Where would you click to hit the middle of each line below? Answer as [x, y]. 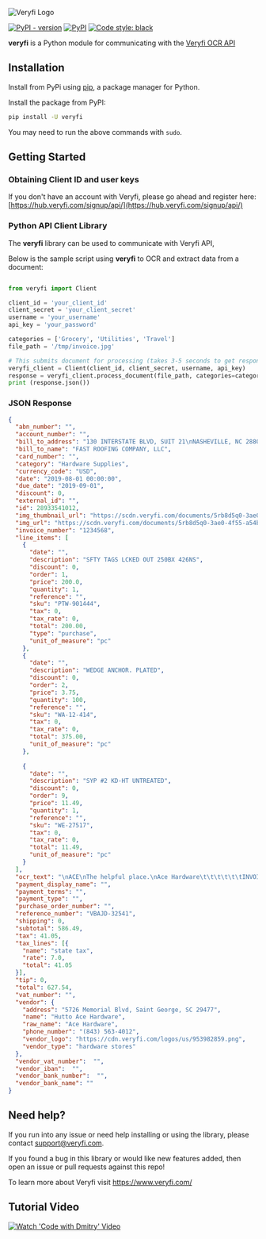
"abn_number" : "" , [46, 427]
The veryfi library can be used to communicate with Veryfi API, [112, 243]
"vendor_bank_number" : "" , [62, 1076]
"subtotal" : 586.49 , [49, 928]
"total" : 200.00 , [58, 627]
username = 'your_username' [55, 317]
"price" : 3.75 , [54, 692]
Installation [36, 68]
